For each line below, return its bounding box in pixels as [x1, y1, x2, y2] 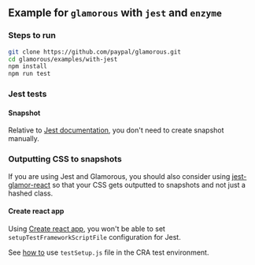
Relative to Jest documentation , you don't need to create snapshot [8, 125, 224, 135]
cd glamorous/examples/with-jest [8, 55, 118, 63]
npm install [8, 62, 47, 70]
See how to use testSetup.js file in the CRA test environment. [8, 248, 209, 257]
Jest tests [8, 88, 47, 99]
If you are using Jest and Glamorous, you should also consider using [8, 171, 231, 181]
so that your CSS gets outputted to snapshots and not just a [52, 180, 246, 189]
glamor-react [8, 180, 51, 189]
